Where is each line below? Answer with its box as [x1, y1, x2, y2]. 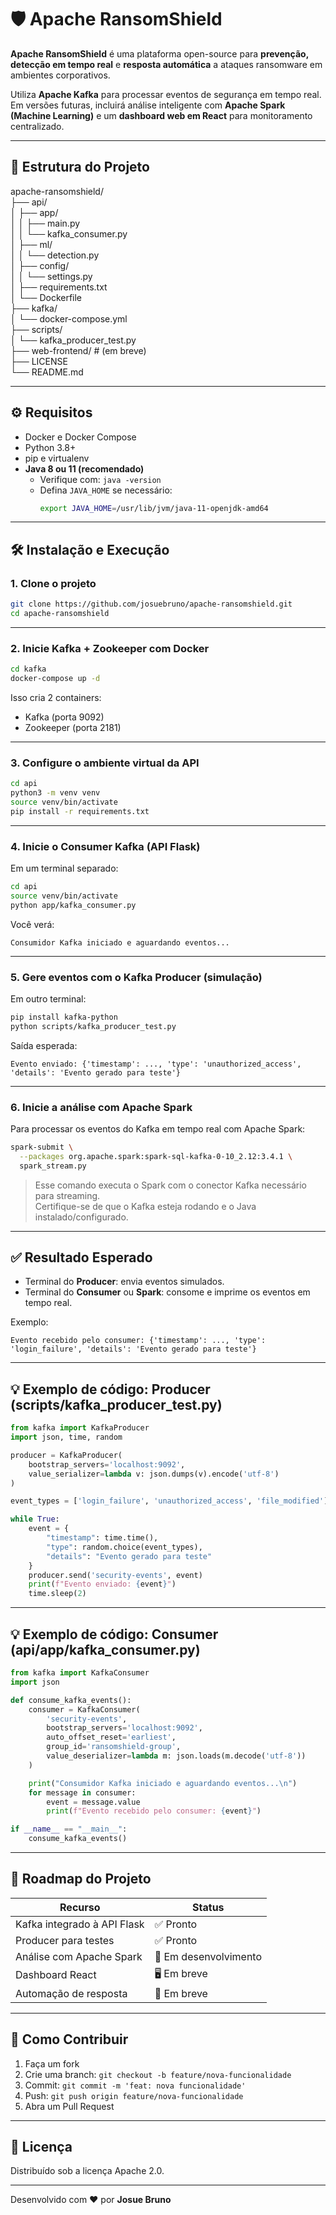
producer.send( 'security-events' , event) [28, 1570, 203, 1580]
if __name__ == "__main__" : [10, 1824, 128, 1835]
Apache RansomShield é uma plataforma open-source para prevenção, [10, 47, 309, 60]
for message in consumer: [28, 1787, 137, 1798]
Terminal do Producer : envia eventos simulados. [24, 1276, 225, 1288]
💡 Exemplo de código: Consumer [10, 1626, 219, 1643]
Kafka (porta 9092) [24, 711, 105, 723]
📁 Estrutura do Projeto [10, 159, 150, 176]
